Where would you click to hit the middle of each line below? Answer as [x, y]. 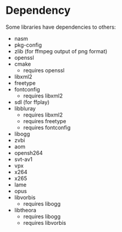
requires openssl [44, 70]
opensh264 [28, 152]
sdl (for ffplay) [32, 102]
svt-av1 [23, 159]
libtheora [25, 210]
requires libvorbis [45, 222]
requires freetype [45, 121]
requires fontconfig [47, 127]
